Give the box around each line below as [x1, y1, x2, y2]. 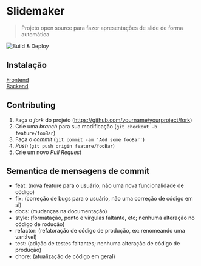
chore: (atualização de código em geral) [15, 253, 115, 260]
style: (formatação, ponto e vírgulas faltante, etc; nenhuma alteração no [15, 214, 196, 222]
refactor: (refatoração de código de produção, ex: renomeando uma [15, 227, 185, 234]
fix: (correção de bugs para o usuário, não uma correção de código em [15, 195, 193, 202]
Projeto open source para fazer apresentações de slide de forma [21, 24, 183, 32]
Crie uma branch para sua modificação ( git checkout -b [15, 122, 158, 130]
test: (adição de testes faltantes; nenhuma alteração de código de [15, 240, 180, 247]
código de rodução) [15, 221, 65, 228]
